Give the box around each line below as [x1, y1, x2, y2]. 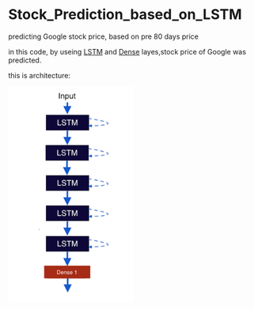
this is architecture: [8, 70, 71, 80]
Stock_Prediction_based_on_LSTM [8, 6, 243, 24]
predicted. [8, 55, 42, 65]
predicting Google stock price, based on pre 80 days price [8, 32, 199, 41]
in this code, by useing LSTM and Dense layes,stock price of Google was [8, 47, 247, 56]
